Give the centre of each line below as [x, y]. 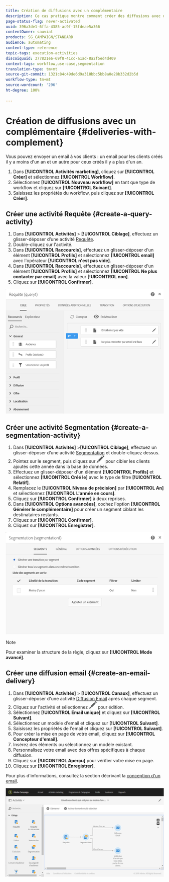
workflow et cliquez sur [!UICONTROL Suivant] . [62, 187]
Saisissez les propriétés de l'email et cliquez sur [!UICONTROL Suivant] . [88, 728]
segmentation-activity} [43, 435]
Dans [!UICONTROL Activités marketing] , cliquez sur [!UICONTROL [83, 172]
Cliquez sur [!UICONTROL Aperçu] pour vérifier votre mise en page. [83, 760]
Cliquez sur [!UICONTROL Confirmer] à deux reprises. [69, 499]
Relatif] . [21, 483]
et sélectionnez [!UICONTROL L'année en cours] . [64, 494]
